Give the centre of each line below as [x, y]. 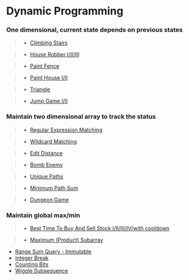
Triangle [40, 90]
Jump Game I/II [49, 101]
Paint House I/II [49, 78]
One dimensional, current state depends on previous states [94, 30]
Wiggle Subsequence [41, 271]
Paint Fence [44, 66]
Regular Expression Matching [66, 130]
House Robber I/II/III [55, 55]
